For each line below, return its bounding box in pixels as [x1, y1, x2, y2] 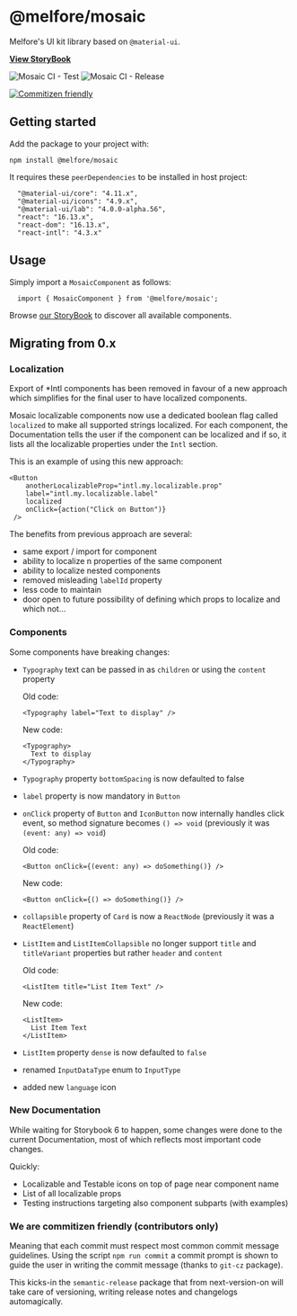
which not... [22, 604, 66, 614]
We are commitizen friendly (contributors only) [9, 1220, 219, 1232]
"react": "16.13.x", [17, 212, 94, 221]
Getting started [9, 114, 97, 130]
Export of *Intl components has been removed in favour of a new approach [9, 383, 288, 394]
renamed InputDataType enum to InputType [22, 1064, 181, 1075]
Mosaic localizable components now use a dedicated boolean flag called [9, 410, 278, 421]
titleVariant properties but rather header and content [22, 947, 223, 958]
